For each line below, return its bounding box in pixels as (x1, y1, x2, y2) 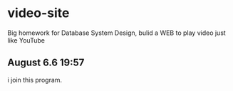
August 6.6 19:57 (7, 57, 85, 69)
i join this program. (7, 75, 63, 84)
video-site (7, 5, 70, 21)
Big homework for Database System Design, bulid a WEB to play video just (7, 28, 226, 37)
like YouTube (7, 36, 45, 44)
